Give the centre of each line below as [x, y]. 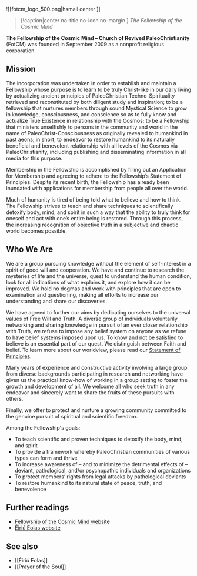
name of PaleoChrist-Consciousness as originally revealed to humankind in [97, 133]
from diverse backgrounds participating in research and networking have [95, 374]
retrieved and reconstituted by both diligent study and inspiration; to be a [95, 102]
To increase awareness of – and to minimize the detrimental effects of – [101, 464]
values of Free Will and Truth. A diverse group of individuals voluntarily [92, 319]
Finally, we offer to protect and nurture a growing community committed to [96, 410]
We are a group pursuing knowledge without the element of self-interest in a [98, 263]
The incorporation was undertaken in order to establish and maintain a [91, 83]
